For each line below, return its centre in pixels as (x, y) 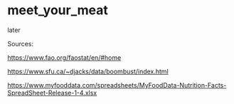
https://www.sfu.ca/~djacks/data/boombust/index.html (88, 71)
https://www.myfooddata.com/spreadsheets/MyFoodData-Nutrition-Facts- (117, 85)
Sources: (21, 43)
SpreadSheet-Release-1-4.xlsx (52, 93)
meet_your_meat (58, 10)
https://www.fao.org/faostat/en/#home (64, 57)
